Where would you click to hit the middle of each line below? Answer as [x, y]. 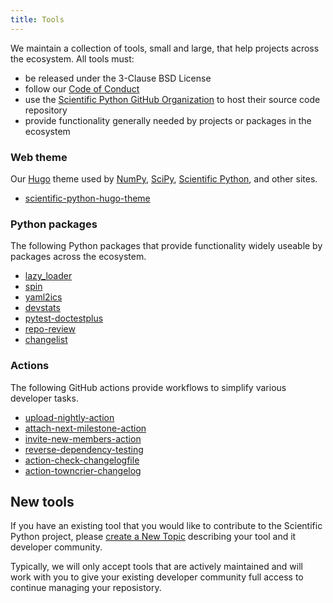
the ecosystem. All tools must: [72, 58]
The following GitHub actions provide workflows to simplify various [148, 387]
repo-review [50, 329]
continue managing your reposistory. [86, 588]
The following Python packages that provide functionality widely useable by [166, 246]
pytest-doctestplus [64, 318]
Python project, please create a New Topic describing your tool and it [153, 537]
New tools [42, 501]
